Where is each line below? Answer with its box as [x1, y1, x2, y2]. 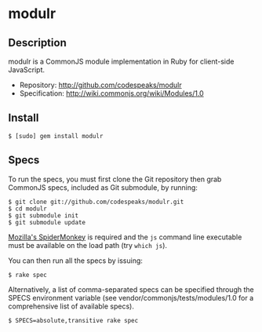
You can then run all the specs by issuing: [8, 256, 144, 265]
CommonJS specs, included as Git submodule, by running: [8, 182, 198, 192]
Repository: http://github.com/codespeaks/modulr [19, 80, 182, 89]
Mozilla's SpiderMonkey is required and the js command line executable [8, 232, 242, 242]
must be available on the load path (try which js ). [8, 240, 167, 250]
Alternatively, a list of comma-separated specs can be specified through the [8, 284, 254, 294]
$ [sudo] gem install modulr [8, 132, 104, 140]
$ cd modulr [8, 205, 47, 213]
